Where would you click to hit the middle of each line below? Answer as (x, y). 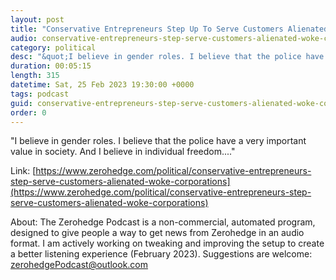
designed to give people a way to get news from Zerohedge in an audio (157, 233)
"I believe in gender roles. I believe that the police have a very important (158, 141)
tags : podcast (40, 94)
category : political (53, 47)
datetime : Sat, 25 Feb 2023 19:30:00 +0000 (102, 85)
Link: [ (23, 171)
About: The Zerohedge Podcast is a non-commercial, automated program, (163, 222)
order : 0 (28, 112)
